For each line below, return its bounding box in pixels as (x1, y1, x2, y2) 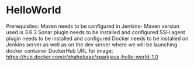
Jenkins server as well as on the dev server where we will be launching (6, 41, 178, 48)
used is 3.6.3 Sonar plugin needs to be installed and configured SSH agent (6, 28, 185, 35)
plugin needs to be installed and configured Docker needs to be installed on (6, 35, 189, 42)
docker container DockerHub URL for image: (6, 47, 113, 54)
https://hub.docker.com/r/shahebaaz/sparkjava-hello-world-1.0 (6, 53, 159, 60)
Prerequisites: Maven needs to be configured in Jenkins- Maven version (6, 23, 180, 30)
